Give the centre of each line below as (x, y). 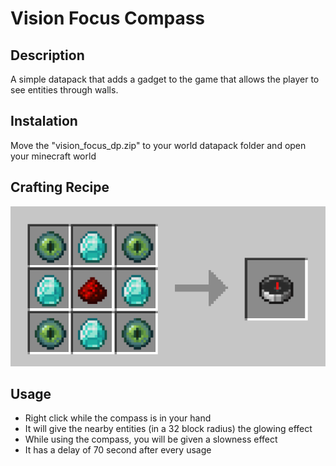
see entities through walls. (64, 90)
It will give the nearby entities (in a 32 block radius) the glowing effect (168, 429)
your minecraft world (53, 156)
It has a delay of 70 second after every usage (118, 450)
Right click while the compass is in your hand (118, 418)
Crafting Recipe (60, 187)
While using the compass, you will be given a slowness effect (151, 439)
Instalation (44, 121)
